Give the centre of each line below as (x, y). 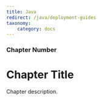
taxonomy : (19, 23)
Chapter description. (32, 92)
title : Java (21, 12)
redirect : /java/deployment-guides (51, 18)
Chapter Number (32, 50)
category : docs (36, 29)
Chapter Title (40, 75)
